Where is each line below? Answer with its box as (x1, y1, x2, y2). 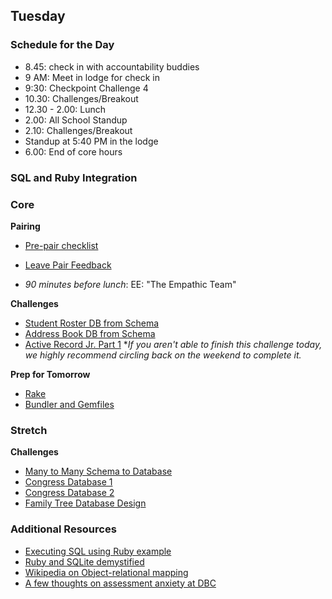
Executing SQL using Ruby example (24, 545, 172, 557)
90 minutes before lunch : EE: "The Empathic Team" (24, 278, 237, 290)
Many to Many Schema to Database (24, 465, 173, 478)
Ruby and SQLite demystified (24, 555, 145, 568)
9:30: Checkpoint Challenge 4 (24, 82, 149, 94)
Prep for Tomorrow (10, 368, 91, 380)
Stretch (10, 423, 48, 437)
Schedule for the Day (10, 38, 115, 52)
